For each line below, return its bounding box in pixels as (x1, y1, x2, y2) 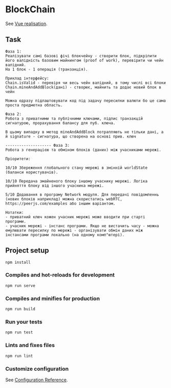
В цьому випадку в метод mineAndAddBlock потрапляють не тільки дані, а (5, 129, 164, 134)
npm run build (5, 307, 36, 312)
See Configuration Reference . (5, 377, 68, 383)
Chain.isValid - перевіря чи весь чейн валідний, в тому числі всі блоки (5, 80, 166, 85)
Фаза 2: (5, 111, 22, 117)
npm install (5, 260, 31, 265)
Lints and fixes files (5, 341, 55, 349)
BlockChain (5, 4, 55, 15)
